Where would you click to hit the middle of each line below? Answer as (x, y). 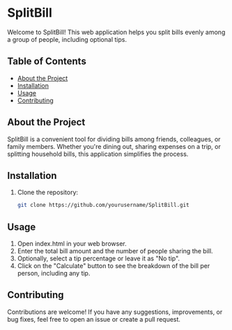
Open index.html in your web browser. (72, 244)
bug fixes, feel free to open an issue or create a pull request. (94, 319)
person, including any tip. (54, 274)
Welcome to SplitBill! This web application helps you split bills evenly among (116, 32)
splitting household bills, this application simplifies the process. (98, 154)
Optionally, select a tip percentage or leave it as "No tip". (98, 258)
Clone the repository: (48, 192)
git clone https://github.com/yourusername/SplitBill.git (103, 205)
